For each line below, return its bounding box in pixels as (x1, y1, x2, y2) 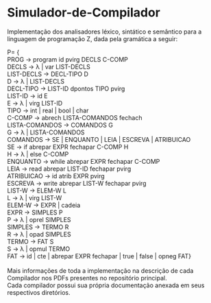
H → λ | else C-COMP (7, 149, 69, 158)
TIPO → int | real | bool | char (7, 106, 89, 114)
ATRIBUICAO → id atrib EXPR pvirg (7, 171, 105, 180)
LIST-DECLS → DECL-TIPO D (7, 70, 89, 78)
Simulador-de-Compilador (7, 5, 161, 21)
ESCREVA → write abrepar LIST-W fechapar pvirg (7, 179, 147, 187)
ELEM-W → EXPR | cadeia (7, 201, 81, 209)
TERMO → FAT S (7, 237, 54, 245)
